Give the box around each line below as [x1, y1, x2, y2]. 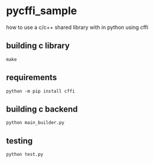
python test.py [6, 152, 44, 158]
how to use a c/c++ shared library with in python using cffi [6, 24, 149, 31]
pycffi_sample [6, 4, 77, 18]
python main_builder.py [6, 120, 65, 126]
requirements [6, 73, 57, 83]
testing [6, 136, 33, 146]
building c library [6, 41, 70, 51]
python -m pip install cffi [6, 88, 76, 94]
